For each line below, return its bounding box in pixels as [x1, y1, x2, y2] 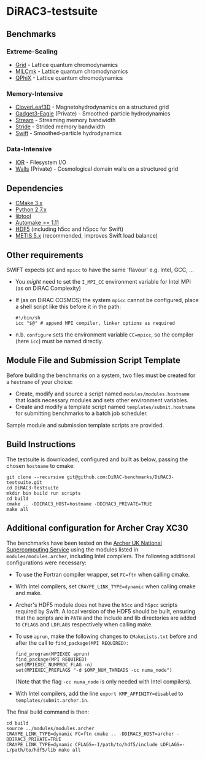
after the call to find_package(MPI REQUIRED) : [15, 639, 128, 646]
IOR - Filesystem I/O [15, 158, 66, 166]
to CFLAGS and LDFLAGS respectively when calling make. [15, 620, 153, 628]
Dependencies [6, 183, 63, 193]
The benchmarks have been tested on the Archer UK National [6, 539, 163, 547]
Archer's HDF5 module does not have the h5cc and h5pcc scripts [15, 601, 178, 609]
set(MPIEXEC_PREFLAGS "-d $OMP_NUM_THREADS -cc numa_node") [15, 667, 172, 673]
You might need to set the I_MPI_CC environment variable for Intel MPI [15, 278, 191, 286]
